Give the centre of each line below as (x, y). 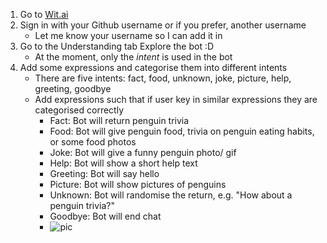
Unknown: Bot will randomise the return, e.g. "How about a (171, 195)
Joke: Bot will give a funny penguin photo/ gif (143, 152)
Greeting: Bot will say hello (104, 173)
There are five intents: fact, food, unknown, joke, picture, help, (163, 78)
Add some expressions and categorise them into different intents (153, 67)
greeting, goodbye (73, 88)
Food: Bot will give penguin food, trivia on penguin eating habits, (182, 131)
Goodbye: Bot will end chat (105, 216)
